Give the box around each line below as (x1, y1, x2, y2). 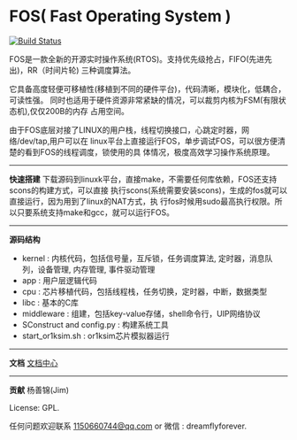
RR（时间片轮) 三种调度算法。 (27, 65, 136, 75)
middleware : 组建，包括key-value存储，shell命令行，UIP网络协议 (21, 308, 261, 319)
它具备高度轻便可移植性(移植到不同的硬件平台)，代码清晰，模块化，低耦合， (9, 83, 286, 94)
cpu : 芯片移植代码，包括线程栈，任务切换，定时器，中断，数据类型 (21, 286, 268, 297)
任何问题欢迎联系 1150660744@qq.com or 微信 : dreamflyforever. (9, 421, 247, 431)
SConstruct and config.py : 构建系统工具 (21, 319, 170, 329)
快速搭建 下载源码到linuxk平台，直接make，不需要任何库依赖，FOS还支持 (9, 174, 278, 184)
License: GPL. (9, 402, 60, 413)
